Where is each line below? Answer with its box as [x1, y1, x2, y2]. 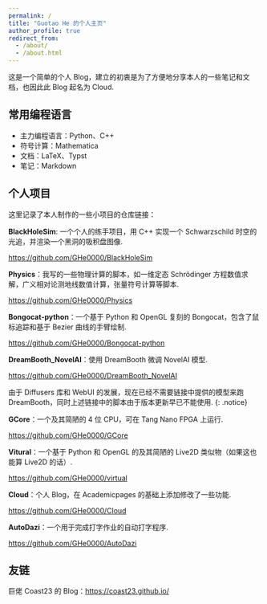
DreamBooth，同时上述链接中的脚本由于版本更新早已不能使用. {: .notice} [8, 397, 249, 406]
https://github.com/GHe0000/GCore [8, 431, 128, 440]
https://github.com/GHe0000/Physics [8, 295, 133, 305]
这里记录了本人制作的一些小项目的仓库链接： [8, 210, 156, 219]
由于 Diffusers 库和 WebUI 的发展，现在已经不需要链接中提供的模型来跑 [8, 387, 245, 397]
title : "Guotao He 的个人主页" [8, 19, 107, 27]
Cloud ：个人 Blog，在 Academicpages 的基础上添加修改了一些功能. [8, 489, 232, 499]
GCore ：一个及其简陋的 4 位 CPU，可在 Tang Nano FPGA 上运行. [8, 414, 224, 424]
